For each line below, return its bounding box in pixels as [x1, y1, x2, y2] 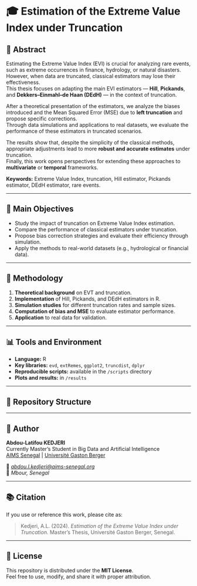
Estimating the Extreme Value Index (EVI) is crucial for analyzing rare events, [6, 60, 191, 67]
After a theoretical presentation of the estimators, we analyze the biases [6, 103, 181, 109]
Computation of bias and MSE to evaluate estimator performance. [14, 308, 175, 315]
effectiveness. [6, 79, 40, 86]
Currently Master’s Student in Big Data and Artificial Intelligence [6, 446, 160, 453]
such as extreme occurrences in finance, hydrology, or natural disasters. [6, 66, 182, 73]
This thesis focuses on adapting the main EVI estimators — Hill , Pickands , [6, 85, 185, 92]
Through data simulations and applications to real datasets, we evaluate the [6, 122, 189, 128]
